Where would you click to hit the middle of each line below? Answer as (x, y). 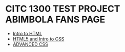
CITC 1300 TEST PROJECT (63, 9)
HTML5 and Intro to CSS (38, 39)
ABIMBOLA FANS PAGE (55, 19)
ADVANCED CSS (30, 44)
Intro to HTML (27, 33)
